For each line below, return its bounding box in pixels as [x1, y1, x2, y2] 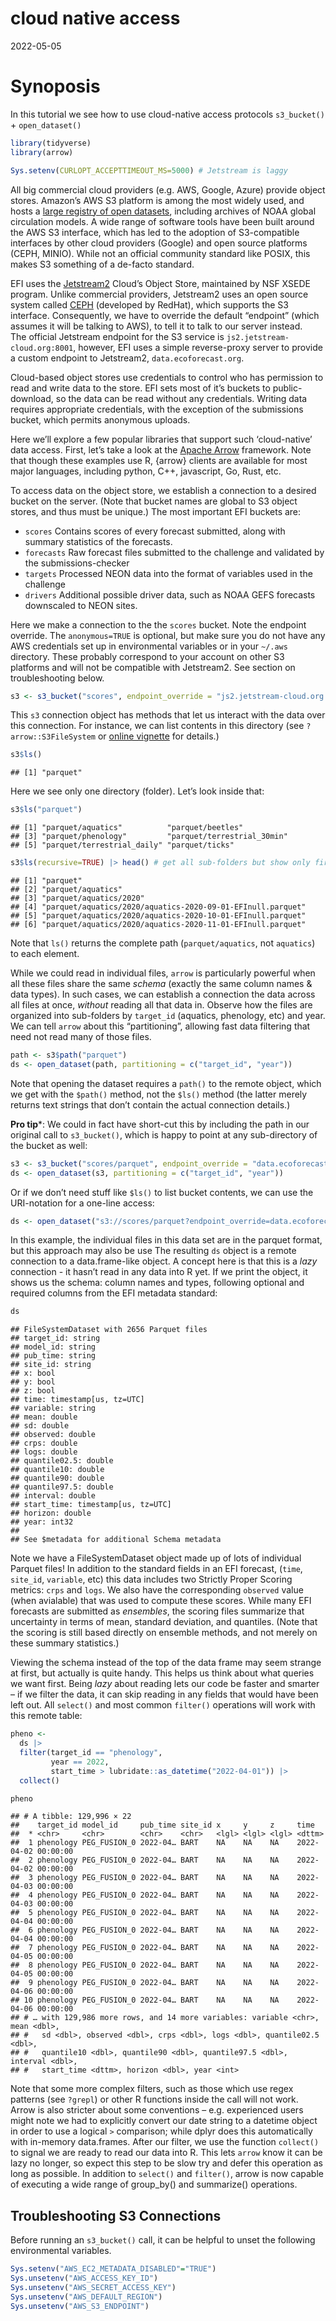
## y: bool [10, 1377, 56, 1387]
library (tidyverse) [10, 138, 92, 148]
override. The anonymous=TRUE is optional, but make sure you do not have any [10, 629, 326, 641]
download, [10, 392, 54, 404]
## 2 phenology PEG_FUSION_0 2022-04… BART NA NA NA [10, 1855, 280, 1866]
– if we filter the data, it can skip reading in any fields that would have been [10, 1688, 319, 1701]
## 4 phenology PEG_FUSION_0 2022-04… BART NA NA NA [10, 1890, 280, 1901]
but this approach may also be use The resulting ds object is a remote [10, 1245, 297, 1257]
